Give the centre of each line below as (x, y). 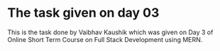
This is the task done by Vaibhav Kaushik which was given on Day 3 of (110, 32)
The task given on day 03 (83, 13)
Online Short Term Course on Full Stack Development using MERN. (105, 39)
